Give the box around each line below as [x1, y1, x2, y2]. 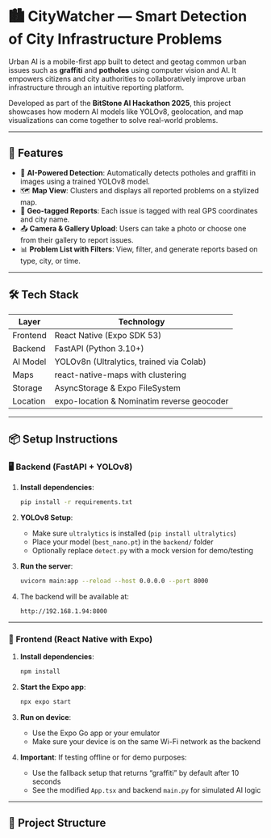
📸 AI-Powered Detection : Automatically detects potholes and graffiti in [19, 167, 256, 177]
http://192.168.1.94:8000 [19, 607, 107, 616]
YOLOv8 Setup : [19, 513, 73, 523]
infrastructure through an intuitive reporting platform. [8, 83, 184, 92]
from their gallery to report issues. [19, 235, 134, 244]
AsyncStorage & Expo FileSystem [54, 382, 181, 393]
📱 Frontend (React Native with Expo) [8, 633, 153, 645]
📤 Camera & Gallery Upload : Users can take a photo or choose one [19, 223, 247, 233]
